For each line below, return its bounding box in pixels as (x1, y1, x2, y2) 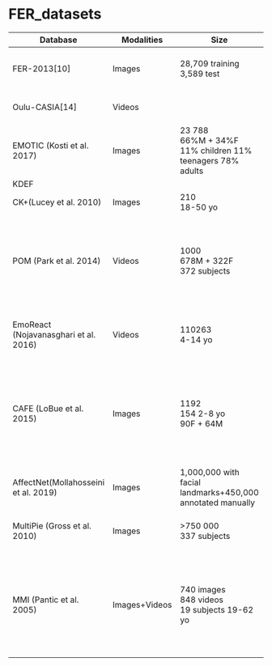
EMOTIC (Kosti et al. (12, 139, 89, 151)
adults (179, 165, 204, 176)
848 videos (179, 594, 224, 605)
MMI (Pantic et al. (12, 594, 79, 605)
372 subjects (179, 265, 231, 276)
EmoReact (12, 319, 52, 330)
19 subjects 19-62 (179, 604, 253, 615)
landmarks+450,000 (179, 486, 259, 498)
